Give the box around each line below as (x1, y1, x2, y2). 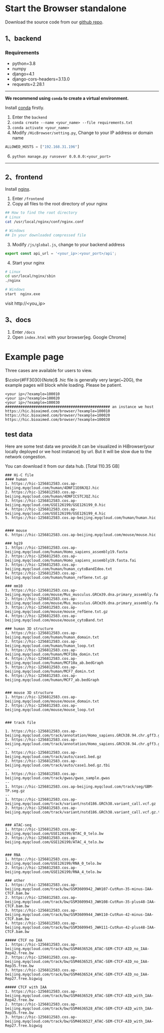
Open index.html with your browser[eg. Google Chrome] (12, 334, 126, 340)
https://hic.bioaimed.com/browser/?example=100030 (5, 417, 110, 422)
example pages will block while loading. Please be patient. (5, 382, 123, 388)
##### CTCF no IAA (5, 937, 42, 943)
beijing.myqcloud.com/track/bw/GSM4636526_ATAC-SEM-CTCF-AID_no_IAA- (5, 946, 150, 951)
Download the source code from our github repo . (5, 19, 104, 25)
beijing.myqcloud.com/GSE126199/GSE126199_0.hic (5, 502, 106, 507)
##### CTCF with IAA (5, 985, 47, 990)
